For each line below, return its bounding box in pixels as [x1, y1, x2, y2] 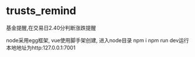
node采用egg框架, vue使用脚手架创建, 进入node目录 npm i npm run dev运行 [6, 36, 189, 43]
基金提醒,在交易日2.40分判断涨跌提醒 [6, 24, 96, 31]
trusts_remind [6, 4, 76, 18]
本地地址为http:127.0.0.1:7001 [6, 44, 76, 51]
